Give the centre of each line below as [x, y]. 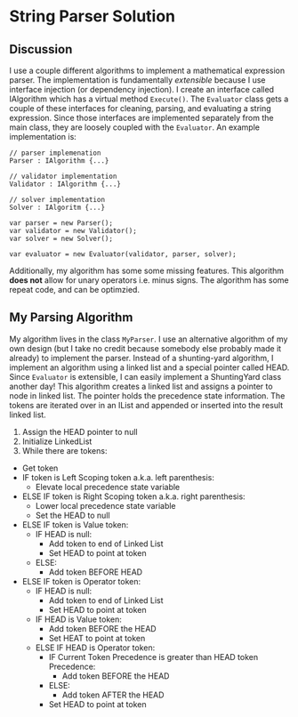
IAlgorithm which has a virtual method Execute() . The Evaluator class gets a [149, 99]
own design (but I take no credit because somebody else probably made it [145, 348]
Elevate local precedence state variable [108, 487]
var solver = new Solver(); [61, 238]
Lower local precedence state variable [105, 505]
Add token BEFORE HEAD [96, 572]
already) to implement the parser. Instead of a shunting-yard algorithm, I [141, 358]
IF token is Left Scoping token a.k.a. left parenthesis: [118, 477]
